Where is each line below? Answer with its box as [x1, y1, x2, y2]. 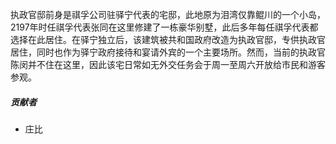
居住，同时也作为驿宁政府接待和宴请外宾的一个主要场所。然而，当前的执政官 [10, 46, 326, 58]
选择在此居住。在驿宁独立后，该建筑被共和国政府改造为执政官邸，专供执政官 [10, 34, 326, 45]
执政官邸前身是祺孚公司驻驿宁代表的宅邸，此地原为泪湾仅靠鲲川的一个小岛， [10, 9, 326, 20]
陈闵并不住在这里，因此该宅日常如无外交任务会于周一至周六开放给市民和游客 [10, 59, 326, 70]
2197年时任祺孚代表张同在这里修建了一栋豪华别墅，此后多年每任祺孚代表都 [10, 21, 319, 33]
